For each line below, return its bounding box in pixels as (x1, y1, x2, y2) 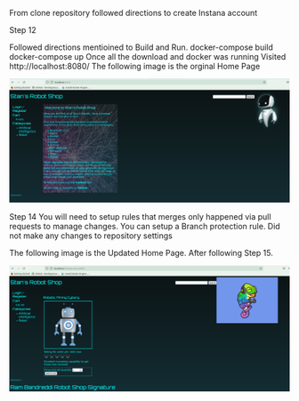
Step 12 (9, 25, 37, 35)
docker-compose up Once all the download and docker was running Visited (9, 52, 287, 61)
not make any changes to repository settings (9, 230, 174, 241)
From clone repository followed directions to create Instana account (9, 8, 258, 18)
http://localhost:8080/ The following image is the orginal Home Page (9, 61, 261, 71)
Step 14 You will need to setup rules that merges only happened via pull (9, 211, 271, 221)
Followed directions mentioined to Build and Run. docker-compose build (9, 42, 274, 52)
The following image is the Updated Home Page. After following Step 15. (9, 247, 273, 258)
